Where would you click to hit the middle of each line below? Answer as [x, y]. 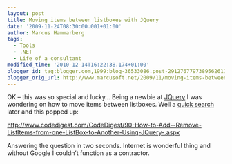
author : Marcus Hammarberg [46, 33]
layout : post [26, 13]
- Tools [25, 45]
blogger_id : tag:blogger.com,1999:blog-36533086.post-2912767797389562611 [117, 71]
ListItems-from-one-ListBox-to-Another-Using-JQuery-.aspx [94, 132]
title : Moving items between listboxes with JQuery [83, 20]
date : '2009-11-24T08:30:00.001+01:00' [65, 26]
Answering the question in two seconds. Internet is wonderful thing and [109, 146]
